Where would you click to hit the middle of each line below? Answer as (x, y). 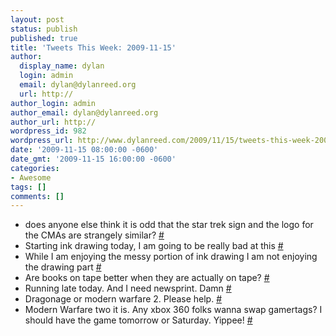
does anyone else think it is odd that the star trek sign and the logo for (169, 225)
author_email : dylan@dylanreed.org (84, 112)
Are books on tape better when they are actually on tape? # (147, 278)
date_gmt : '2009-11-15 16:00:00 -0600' (93, 159)
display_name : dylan (62, 66)
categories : (35, 168)
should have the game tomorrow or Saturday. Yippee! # (138, 320)
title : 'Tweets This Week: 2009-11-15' (93, 47)
